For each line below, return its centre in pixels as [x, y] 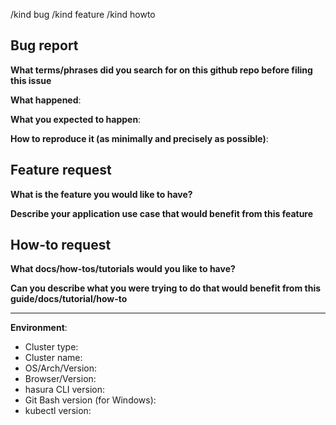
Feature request [61, 170]
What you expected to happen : [76, 119]
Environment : [39, 328]
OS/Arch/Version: [61, 368]
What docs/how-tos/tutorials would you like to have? [123, 269]
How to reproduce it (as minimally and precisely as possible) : [139, 138]
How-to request [61, 245]
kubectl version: [58, 411]
